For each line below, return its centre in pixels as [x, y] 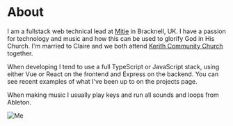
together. [20, 53]
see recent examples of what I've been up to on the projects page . [103, 81]
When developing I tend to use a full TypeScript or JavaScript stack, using [113, 66]
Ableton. [19, 102]
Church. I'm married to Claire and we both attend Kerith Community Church [115, 46]
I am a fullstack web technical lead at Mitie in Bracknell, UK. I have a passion [116, 31]
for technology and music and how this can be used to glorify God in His [111, 38]
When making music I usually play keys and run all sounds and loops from [113, 95]
